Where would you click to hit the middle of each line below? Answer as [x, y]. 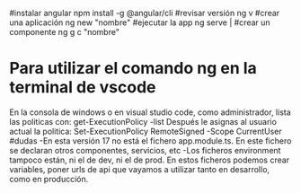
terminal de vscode [83, 88]
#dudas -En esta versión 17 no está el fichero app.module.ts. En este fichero [150, 140]
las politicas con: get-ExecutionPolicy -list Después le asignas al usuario [143, 121]
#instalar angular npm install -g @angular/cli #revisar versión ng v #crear [145, 13]
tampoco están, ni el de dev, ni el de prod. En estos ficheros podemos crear [150, 160]
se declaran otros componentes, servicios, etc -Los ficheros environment [145, 150]
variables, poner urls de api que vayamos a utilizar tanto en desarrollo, [140, 169]
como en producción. [49, 179]
